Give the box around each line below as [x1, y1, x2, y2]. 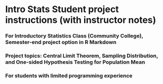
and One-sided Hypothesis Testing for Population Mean [5, 59, 145, 66]
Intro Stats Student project [5, 4, 119, 15]
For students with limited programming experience [5, 72, 133, 79]
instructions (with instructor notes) [5, 14, 156, 26]
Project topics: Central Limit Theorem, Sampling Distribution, [5, 52, 158, 59]
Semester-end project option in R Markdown [5, 39, 116, 46]
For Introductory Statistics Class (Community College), [5, 32, 143, 39]
